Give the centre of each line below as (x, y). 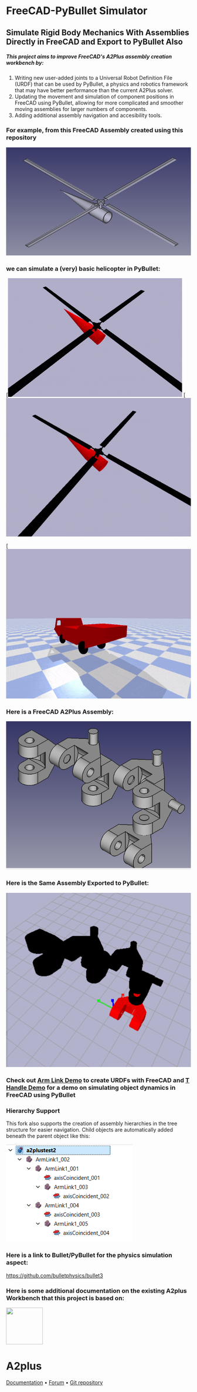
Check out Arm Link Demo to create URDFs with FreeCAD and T (98, 1080)
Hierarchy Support (33, 1111)
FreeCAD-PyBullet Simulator (77, 11)
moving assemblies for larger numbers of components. (81, 109)
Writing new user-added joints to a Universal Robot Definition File (94, 78)
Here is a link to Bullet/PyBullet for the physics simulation (89, 1255)
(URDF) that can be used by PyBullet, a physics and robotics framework (101, 84)
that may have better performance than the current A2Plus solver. (94, 90)
